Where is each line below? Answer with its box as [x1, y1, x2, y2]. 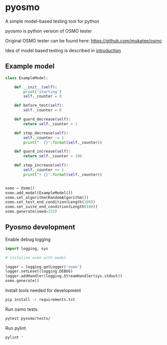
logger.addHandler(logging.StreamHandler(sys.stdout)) [5, 273, 123, 279]
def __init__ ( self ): [14, 85, 57, 90]
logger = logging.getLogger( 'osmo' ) [5, 264, 82, 269]
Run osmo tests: [5, 306, 39, 312]
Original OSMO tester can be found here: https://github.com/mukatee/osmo [5, 37, 162, 44]
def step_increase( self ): [14, 163, 69, 168]
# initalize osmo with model [5, 255, 66, 260]
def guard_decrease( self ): [14, 117, 71, 122]
